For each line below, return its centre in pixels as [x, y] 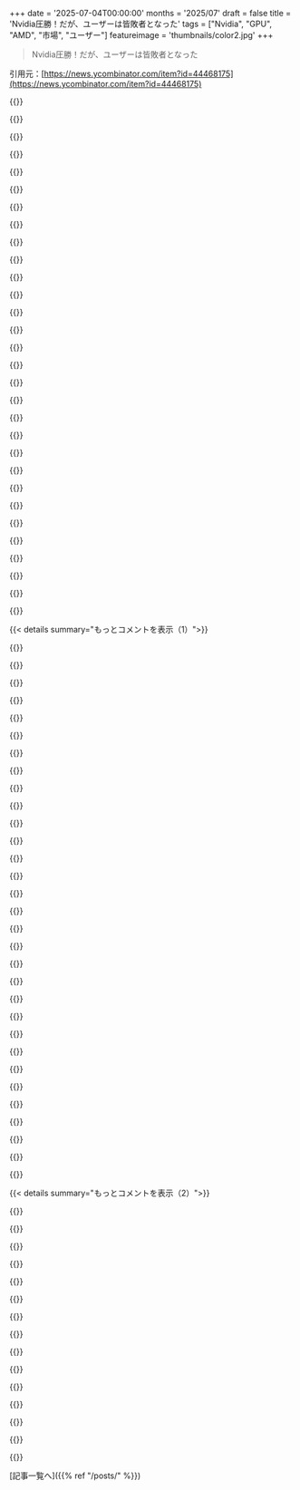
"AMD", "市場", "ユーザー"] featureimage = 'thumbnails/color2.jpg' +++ [141, 35]
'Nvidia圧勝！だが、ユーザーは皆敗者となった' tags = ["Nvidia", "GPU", [141, 24]
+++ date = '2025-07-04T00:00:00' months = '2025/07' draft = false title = [150, 13]
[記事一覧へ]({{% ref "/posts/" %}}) [75, 1475]
